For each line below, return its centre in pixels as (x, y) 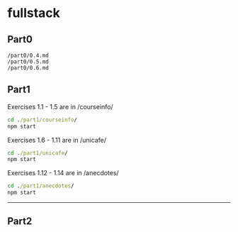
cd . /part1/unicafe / (38, 153)
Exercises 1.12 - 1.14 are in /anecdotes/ (63, 173)
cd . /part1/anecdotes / (41, 186)
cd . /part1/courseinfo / (42, 120)
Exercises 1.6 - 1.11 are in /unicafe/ (57, 140)
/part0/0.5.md (28, 62)
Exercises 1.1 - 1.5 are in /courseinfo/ (60, 106)
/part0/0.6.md (28, 68)
